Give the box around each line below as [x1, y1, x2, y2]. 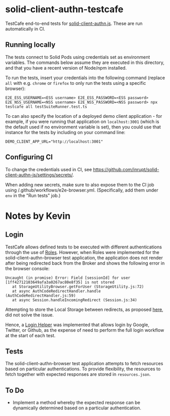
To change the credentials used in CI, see [5, 166, 92, 172]
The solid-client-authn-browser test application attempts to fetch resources [5, 361, 163, 367]
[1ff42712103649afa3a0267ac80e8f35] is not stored [5, 279, 115, 285]
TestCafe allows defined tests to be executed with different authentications [5, 244, 162, 250]
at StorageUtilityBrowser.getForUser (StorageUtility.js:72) [12, 284, 144, 289]
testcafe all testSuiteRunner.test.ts [5, 104, 87, 109]
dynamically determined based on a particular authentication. [12, 405, 142, 411]
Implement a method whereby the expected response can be [12, 400, 141, 406]
